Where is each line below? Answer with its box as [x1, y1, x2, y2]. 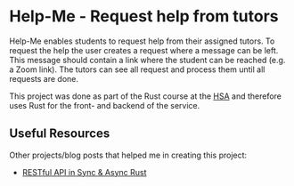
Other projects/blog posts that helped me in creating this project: [9, 150, 248, 160]
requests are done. [9, 73, 78, 84]
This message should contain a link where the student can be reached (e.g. [9, 54, 286, 65]
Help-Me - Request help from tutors [9, 6, 279, 27]
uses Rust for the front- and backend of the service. [9, 100, 200, 110]
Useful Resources [9, 126, 110, 142]
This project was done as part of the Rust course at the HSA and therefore [9, 91, 282, 101]
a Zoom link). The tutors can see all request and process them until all [9, 64, 265, 75]
